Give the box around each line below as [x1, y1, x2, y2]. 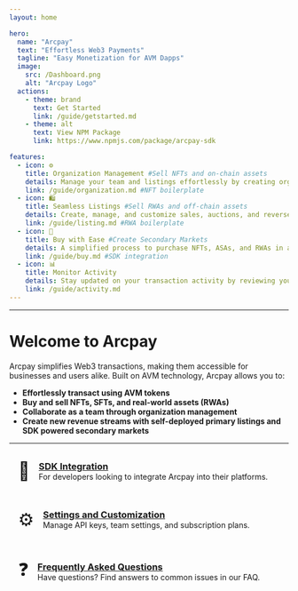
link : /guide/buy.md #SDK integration [25, 252, 169, 260]
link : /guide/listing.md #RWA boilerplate [25, 219, 184, 228]
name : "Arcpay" [17, 37, 74, 46]
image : [17, 62, 42, 71]
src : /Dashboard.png [25, 70, 101, 80]
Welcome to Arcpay [9, 331, 158, 351]
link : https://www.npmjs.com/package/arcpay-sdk [32, 137, 216, 146]
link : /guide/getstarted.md [32, 112, 137, 121]
